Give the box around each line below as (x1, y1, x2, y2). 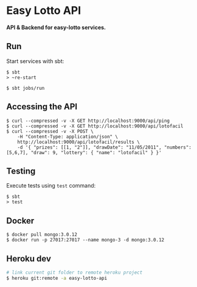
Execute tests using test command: (6, 182, 96, 189)
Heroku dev (6, 253, 52, 264)
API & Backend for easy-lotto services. (6, 24, 106, 31)
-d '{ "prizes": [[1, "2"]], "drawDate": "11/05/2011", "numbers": (17, 144, 192, 150)
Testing (6, 166, 36, 176)
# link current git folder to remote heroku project (6, 269, 143, 275)
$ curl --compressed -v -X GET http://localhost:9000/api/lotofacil (6, 123, 184, 129)
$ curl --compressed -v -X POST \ (6, 128, 94, 134)
